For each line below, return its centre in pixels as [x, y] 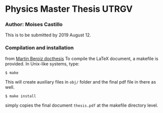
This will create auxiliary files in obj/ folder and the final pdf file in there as [81, 82]
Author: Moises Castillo [34, 25]
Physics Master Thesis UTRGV [69, 9]
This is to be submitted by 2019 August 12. [48, 35]
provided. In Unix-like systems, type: [42, 64]
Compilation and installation [39, 48]
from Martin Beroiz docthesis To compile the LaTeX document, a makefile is [82, 58]
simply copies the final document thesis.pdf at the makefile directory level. [82, 105]
